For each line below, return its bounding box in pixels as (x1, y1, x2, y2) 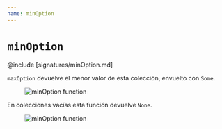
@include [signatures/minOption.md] (7, 60, 113, 69)
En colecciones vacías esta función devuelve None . (7, 101, 152, 109)
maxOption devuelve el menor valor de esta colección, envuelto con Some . (7, 74, 216, 82)
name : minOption (7, 10, 54, 17)
